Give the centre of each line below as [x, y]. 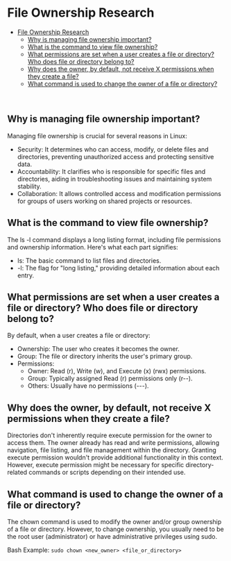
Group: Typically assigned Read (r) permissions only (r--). [110, 379]
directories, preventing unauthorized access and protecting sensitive [115, 156]
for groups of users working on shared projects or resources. [104, 201]
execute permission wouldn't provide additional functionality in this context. [115, 457]
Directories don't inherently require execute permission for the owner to [110, 435]
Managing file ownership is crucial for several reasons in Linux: [97, 136]
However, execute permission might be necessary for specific [96, 465]
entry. [26, 275]
